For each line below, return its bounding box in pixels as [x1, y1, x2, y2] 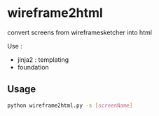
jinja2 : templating [17, 55, 69, 64]
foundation [17, 63, 49, 71]
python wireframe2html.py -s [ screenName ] [7, 102, 133, 109]
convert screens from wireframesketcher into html [7, 28, 153, 37]
